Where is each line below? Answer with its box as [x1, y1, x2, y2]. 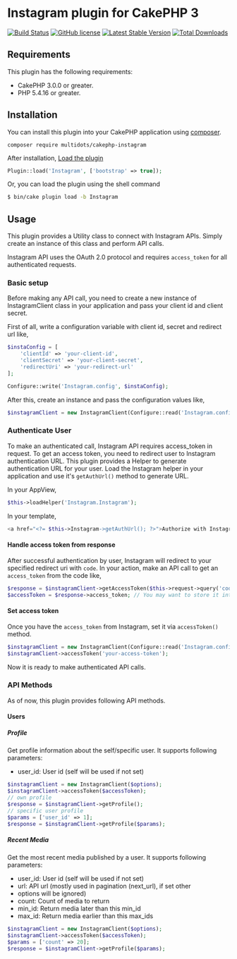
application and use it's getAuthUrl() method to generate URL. [7, 471, 189, 480]
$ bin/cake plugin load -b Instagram [7, 194, 119, 201]
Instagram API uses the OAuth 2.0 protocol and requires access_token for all [7, 253, 228, 261]
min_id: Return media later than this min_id [17, 904, 141, 913]
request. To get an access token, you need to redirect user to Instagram [7, 449, 216, 457]
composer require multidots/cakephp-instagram [7, 141, 147, 149]
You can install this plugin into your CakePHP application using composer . [7, 128, 222, 136]
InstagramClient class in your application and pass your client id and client [7, 302, 224, 310]
